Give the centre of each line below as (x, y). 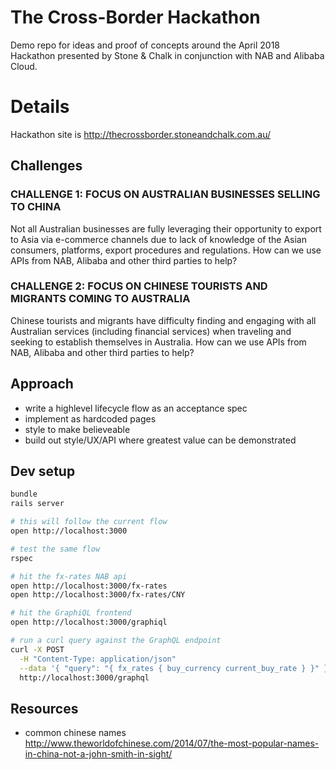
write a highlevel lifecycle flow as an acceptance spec (136, 408)
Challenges (46, 166)
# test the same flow (55, 549)
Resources (44, 708)
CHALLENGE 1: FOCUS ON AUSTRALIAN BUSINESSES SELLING (165, 194)
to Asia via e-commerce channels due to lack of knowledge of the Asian (158, 239)
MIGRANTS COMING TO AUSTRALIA (100, 299)
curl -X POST (37, 649)
